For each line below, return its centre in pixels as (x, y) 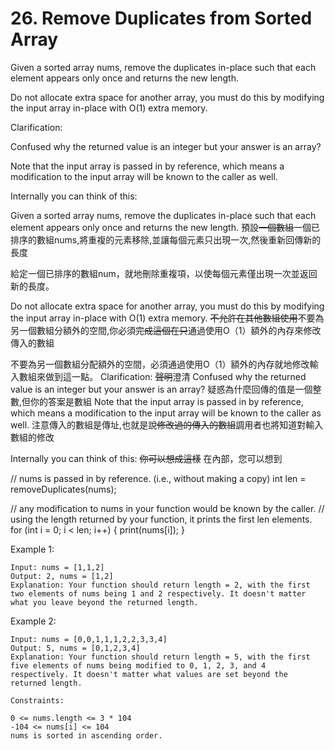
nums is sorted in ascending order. (86, 735)
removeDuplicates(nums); (63, 489)
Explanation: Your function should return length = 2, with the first (160, 585)
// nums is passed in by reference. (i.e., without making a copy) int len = (158, 478)
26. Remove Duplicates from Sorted (161, 18)
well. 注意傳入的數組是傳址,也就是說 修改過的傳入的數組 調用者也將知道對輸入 (167, 424)
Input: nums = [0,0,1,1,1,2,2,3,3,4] (89, 639)
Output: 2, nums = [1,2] (62, 576)
